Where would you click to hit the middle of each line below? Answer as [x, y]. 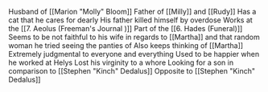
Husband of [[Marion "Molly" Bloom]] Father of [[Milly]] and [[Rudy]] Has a [132, 12]
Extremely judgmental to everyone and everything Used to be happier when [134, 54]
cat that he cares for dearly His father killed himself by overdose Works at [131, 20]
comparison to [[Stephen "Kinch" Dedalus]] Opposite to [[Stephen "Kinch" [132, 71]
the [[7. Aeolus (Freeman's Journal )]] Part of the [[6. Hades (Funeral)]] [126, 28]
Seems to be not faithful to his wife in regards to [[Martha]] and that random [134, 37]
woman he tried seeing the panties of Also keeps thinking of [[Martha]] [126, 46]
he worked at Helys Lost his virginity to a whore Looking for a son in [121, 62]
